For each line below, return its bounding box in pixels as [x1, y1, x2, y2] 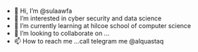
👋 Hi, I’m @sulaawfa [13, 7, 73, 15]
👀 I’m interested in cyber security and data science [13, 14, 162, 22]
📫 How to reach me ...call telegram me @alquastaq [13, 37, 164, 45]
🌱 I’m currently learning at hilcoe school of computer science [13, 22, 192, 30]
